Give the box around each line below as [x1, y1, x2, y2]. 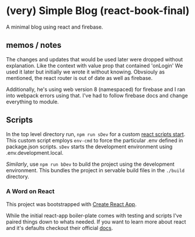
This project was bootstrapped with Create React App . [6, 200, 137, 208]
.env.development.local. [6, 149, 64, 156]
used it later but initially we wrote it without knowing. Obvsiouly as [6, 68, 165, 75]
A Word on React [6, 187, 55, 196]
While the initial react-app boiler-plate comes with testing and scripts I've [6, 212, 182, 219]
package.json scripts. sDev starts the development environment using [6, 143, 173, 150]
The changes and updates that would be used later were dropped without [6, 55, 183, 62]
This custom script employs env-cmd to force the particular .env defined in [6, 137, 183, 144]
